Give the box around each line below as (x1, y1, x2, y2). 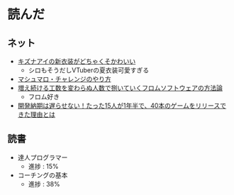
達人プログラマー (17, 153, 68, 162)
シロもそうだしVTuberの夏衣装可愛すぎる (28, 66, 150, 74)
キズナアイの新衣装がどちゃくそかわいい (17, 57, 136, 65)
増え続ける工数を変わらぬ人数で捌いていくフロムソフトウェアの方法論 (17, 84, 223, 92)
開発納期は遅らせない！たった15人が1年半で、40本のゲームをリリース (17, 101, 221, 110)
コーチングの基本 (17, 171, 68, 179)
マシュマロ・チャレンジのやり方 (17, 75, 111, 83)
